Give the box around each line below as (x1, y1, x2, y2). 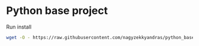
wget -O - (6, 34, 31, 40)
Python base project (6, 4, 108, 17)
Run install (6, 23, 31, 30)
